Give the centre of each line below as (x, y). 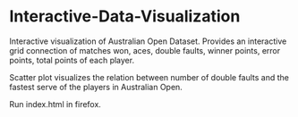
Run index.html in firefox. (55, 104)
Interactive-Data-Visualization (125, 17)
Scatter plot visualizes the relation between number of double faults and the (149, 77)
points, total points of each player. (72, 60)
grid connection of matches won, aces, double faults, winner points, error (145, 50)
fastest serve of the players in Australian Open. (96, 87)
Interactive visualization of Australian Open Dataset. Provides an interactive (148, 41)
